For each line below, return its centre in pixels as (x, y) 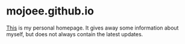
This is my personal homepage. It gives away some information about (92, 28)
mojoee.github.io (50, 11)
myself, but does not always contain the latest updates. (75, 34)
